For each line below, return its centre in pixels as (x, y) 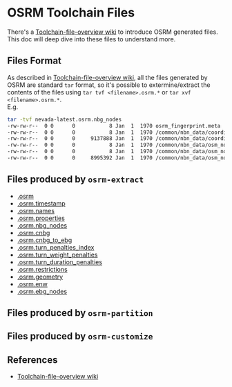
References (32, 360)
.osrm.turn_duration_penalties (59, 262)
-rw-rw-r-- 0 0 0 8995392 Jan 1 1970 (80, 158)
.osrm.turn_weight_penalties (57, 255)
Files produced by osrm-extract (75, 180)
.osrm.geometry (40, 277)
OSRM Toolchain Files (71, 13)
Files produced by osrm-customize (80, 336)
